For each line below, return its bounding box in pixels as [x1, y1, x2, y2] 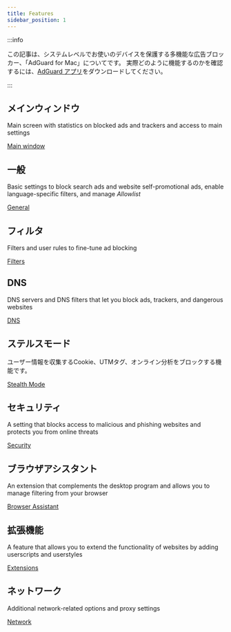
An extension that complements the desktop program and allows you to [7, 481, 210, 490]
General [7, 203, 30, 211]
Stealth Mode [7, 380, 46, 388]
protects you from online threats [7, 428, 99, 436]
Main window [7, 142, 46, 151]
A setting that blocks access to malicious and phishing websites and [7, 421, 201, 429]
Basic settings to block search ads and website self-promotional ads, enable [7, 182, 224, 191]
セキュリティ [7, 401, 61, 413]
